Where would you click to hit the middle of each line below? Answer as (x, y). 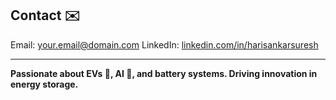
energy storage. (44, 84)
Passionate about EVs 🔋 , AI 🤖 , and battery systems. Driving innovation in (164, 73)
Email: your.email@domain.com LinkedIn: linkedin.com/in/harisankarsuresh (164, 44)
